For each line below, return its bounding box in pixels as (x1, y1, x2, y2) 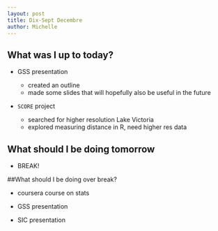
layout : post (7, 10, 45, 17)
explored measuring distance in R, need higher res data (27, 123, 187, 131)
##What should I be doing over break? (7, 175, 117, 184)
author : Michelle (7, 23, 58, 30)
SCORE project (17, 102, 56, 110)
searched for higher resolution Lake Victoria (27, 116, 155, 124)
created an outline (27, 81, 80, 89)
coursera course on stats (17, 189, 90, 197)
